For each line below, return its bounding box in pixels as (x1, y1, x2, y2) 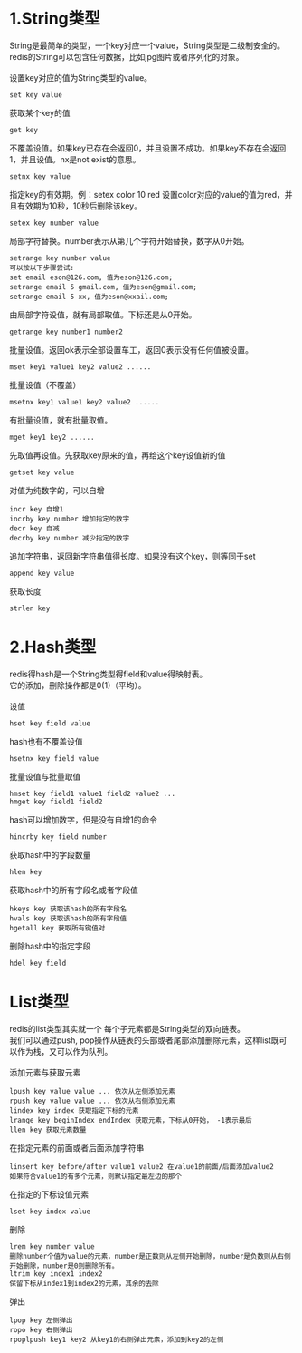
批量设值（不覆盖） (9, 379, 81, 390)
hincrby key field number (9, 832, 107, 842)
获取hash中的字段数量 (9, 849, 91, 860)
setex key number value (9, 219, 99, 228)
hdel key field (9, 959, 67, 968)
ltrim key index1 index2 (9, 1269, 103, 1279)
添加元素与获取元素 (9, 1066, 81, 1077)
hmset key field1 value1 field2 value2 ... (9, 789, 176, 798)
